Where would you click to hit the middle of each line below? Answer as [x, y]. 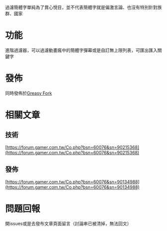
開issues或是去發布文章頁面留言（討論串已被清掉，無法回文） [68, 224]
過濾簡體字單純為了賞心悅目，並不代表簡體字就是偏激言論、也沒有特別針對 [81, 7]
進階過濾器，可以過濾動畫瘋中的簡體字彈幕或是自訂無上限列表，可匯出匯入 [81, 50]
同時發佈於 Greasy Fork [29, 93]
